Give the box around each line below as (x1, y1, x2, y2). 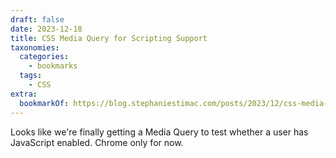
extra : (10, 89, 38, 99)
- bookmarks (28, 61, 78, 71)
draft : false (10, 14, 65, 25)
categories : (19, 52, 70, 62)
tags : (19, 71, 43, 81)
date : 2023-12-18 (10, 24, 83, 34)
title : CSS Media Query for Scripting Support (10, 33, 208, 43)
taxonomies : (10, 42, 60, 53)
